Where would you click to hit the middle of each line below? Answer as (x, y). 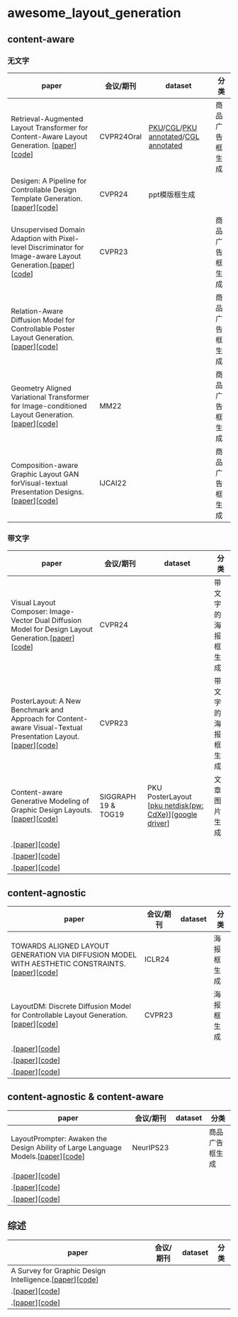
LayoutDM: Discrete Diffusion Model (71, 1006)
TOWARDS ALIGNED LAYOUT (60, 946)
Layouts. (78, 810)
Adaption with (34, 238)
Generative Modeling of (50, 801)
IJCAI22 (113, 483)
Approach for (33, 719)
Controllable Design (44, 189)
